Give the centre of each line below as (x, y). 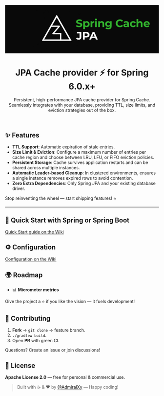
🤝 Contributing (28, 318)
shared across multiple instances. (46, 168)
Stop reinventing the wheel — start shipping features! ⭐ (61, 198)
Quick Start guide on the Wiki (35, 232)
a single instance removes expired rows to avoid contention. (72, 178)
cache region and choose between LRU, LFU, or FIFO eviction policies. (83, 157)
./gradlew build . (29, 335)
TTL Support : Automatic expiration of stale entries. (63, 147)
